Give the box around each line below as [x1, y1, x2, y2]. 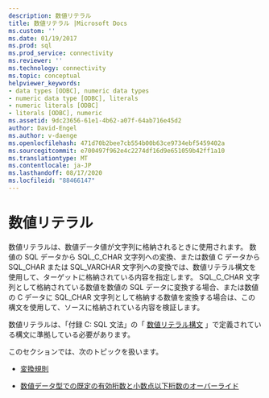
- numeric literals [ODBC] [8, 102, 99, 110]
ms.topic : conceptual [8, 72, 81, 80]
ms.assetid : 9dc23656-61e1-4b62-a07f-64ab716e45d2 [8, 117, 182, 125]
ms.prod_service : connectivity [8, 49, 114, 57]
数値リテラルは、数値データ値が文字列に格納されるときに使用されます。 [8, 242, 248, 251]
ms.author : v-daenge [8, 131, 78, 139]
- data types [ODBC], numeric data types [8, 86, 150, 95]
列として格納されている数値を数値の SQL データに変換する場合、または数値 [8, 282, 259, 292]
